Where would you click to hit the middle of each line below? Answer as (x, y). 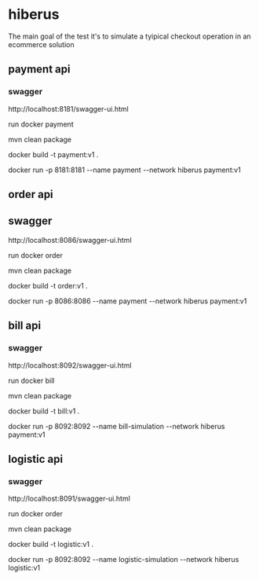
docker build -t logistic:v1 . (51, 545)
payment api (39, 70)
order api (31, 195)
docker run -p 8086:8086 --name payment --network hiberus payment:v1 (128, 301)
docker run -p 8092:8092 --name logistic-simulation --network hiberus (124, 560)
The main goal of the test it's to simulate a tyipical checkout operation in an (129, 36)
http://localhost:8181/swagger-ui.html (69, 108)
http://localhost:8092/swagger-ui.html (70, 365)
